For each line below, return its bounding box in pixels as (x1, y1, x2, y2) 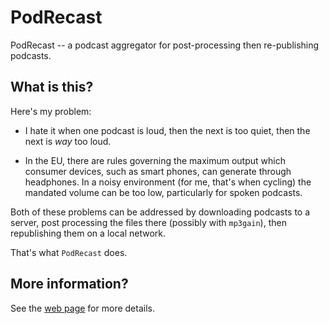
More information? (10, 276, 129, 293)
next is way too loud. (24, 135, 112, 147)
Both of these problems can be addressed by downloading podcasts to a (10, 206, 311, 218)
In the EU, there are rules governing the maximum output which (24, 154, 286, 166)
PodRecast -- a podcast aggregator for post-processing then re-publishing (10, 39, 320, 51)
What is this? (10, 79, 94, 96)
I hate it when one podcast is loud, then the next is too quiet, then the (24, 124, 311, 136)
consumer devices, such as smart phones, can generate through (24, 165, 292, 177)
